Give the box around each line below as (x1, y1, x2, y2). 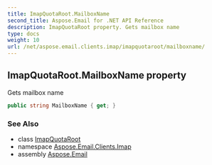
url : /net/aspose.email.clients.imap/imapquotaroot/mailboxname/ (7, 43, 205, 50)
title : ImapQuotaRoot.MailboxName (7, 10, 110, 18)
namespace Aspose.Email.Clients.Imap (17, 142, 132, 151)
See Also (7, 118, 39, 128)
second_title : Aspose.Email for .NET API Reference (7, 17, 164, 24)
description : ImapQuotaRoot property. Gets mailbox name (7, 23, 180, 30)
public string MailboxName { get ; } (7, 102, 116, 109)
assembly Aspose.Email (17, 149, 88, 158)
